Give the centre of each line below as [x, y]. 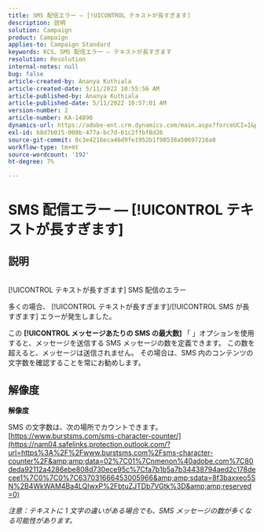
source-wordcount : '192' [49, 154]
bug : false [26, 74]
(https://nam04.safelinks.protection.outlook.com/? [90, 444]
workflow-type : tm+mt [44, 147]
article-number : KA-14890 [50, 118]
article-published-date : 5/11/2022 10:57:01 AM [88, 103]
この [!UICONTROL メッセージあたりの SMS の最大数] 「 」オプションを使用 [131, 333]
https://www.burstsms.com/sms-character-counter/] [96, 436]
